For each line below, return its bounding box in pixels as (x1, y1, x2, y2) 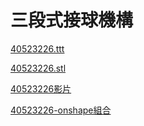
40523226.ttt (10, 42, 65, 55)
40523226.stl (10, 62, 67, 74)
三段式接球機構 (10, 9, 134, 32)
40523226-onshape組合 (10, 104, 112, 116)
